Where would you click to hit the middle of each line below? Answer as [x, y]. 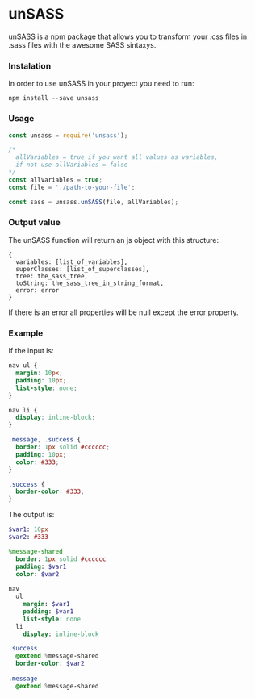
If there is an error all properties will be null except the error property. [123, 312]
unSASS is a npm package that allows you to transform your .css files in [128, 36]
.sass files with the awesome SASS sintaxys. [82, 44]
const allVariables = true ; [56, 180]
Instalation [30, 65]
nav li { [23, 410]
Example [26, 333]
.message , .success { [45, 440]
